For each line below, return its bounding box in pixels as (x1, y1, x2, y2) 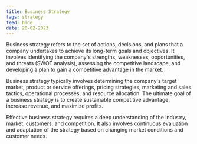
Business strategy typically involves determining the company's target (6, 78, 177, 85)
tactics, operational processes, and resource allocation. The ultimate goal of (6, 90, 191, 97)
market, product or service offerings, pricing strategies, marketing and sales (6, 83, 192, 91)
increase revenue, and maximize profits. (6, 102, 104, 109)
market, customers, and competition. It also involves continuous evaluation (6, 120, 188, 127)
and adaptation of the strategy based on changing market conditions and (6, 126, 184, 133)
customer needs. (6, 133, 47, 140)
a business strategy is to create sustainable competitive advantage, (6, 96, 170, 103)
